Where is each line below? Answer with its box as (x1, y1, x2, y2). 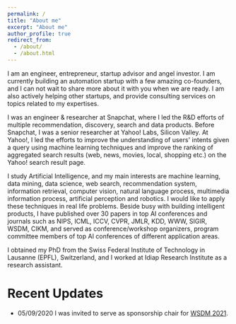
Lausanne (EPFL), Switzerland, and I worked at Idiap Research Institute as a (7, 253, 228, 262)
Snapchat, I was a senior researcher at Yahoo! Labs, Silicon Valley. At (7, 128, 208, 137)
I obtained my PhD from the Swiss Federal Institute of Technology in (7, 245, 206, 254)
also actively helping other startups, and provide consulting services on (7, 91, 216, 100)
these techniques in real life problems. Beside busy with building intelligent (7, 202, 225, 210)
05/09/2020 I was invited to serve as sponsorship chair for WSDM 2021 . (17, 308, 228, 317)
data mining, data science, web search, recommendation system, (7, 179, 198, 187)
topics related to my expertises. (7, 99, 99, 108)
